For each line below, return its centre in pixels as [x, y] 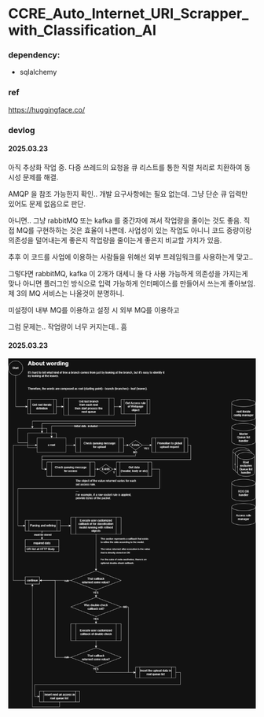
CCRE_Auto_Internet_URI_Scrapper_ [128, 14]
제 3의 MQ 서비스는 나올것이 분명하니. [66, 293]
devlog [22, 130]
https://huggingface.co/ [46, 109]
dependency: [34, 55]
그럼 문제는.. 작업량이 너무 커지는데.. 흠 [68, 327]
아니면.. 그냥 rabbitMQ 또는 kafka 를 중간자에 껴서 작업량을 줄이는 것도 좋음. [125, 220]
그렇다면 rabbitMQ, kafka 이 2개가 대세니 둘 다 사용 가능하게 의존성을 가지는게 [128, 273]
